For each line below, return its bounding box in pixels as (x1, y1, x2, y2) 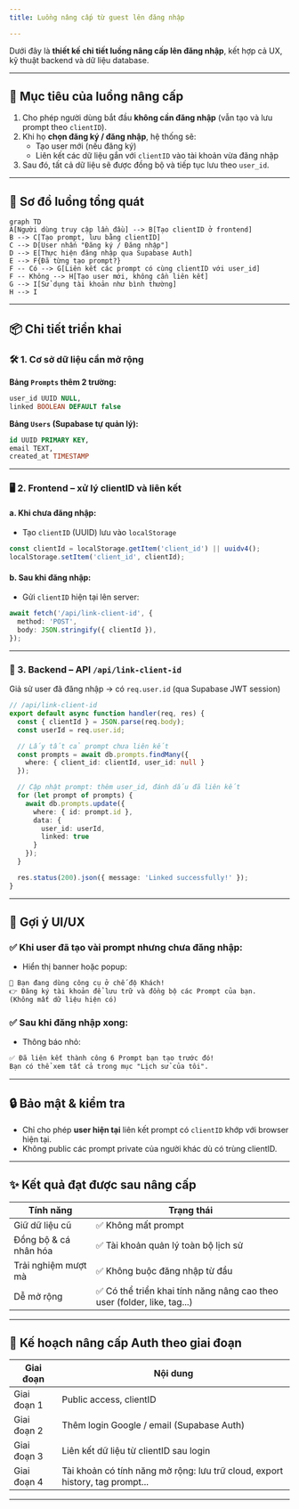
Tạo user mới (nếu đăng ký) (35, 141, 137, 151)
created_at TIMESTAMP (9, 452, 90, 461)
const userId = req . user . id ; (17, 725, 125, 735)
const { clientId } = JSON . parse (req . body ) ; (17, 717, 185, 726)
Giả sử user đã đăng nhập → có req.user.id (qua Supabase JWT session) (9, 683, 281, 695)
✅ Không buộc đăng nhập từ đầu (95, 1264, 233, 1277)
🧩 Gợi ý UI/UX (9, 915, 85, 930)
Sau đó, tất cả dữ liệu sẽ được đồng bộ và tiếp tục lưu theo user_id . (21, 159, 270, 170)
